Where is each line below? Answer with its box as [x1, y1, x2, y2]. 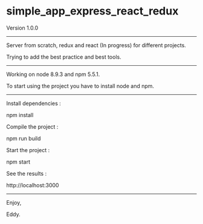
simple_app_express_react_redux [6, 4, 179, 18]
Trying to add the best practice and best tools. [6, 53, 122, 60]
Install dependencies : [6, 100, 62, 107]
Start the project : [6, 146, 50, 153]
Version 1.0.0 [6, 24, 39, 31]
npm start [6, 158, 31, 165]
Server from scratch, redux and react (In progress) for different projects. [6, 41, 186, 49]
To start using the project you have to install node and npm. [6, 82, 155, 89]
